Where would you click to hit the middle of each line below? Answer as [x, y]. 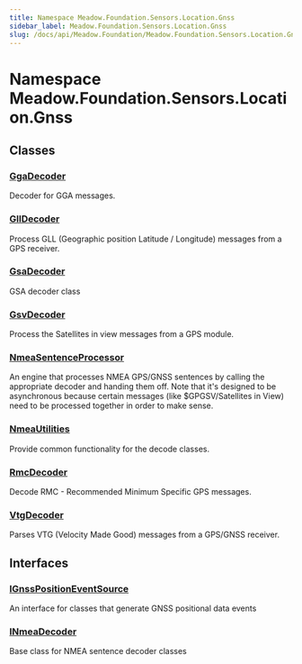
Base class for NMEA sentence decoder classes [98, 651]
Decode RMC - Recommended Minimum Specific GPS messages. [130, 492]
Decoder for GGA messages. [62, 196]
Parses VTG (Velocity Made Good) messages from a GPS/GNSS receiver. [145, 535]
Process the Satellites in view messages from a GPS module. [122, 334]
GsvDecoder [37, 314]
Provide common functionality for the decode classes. [109, 449]
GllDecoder [35, 219]
